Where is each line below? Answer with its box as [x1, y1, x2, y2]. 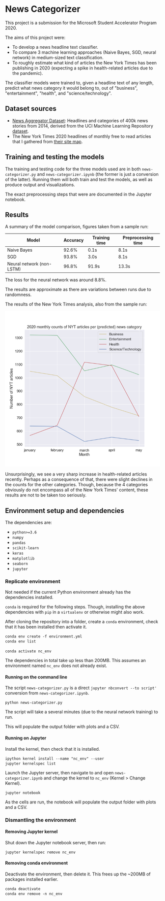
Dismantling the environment [5, 816, 76, 823]
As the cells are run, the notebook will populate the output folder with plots [5, 799, 156, 805]
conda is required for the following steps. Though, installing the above [5, 604, 145, 610]
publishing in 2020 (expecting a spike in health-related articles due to [12, 65, 153, 71]
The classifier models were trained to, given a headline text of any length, [5, 80, 154, 86]
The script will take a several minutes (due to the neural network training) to [5, 709, 158, 715]
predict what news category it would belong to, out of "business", [5, 85, 138, 91]
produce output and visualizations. [5, 181, 75, 188]
